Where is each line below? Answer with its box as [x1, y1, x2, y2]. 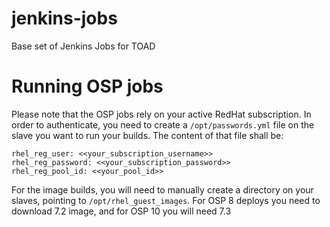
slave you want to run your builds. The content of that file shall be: [11, 129, 284, 141]
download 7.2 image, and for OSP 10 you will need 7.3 [11, 205, 232, 217]
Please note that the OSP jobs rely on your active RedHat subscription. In [11, 108, 312, 120]
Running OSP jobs [11, 75, 164, 98]
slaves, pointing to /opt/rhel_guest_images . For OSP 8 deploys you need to [11, 194, 321, 206]
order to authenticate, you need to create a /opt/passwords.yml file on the [11, 118, 315, 131]
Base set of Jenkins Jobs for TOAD [11, 40, 156, 52]
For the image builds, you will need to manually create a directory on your [11, 183, 314, 196]
